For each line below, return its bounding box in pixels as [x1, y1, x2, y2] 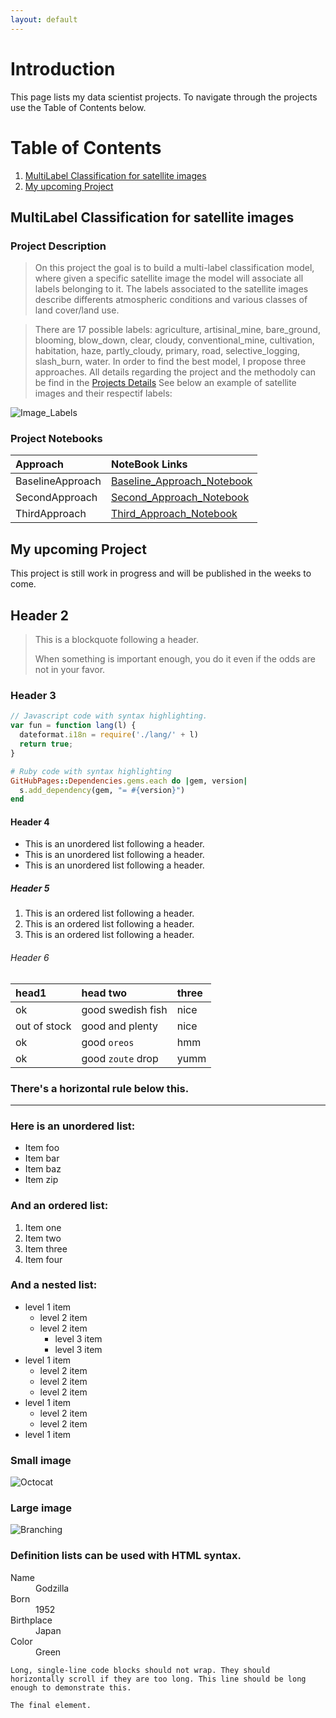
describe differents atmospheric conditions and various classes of [34, 294, 308, 306]
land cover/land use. [34, 304, 120, 316]
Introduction [10, 57, 116, 80]
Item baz [24, 1163, 62, 1175]
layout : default [10, 14, 78, 25]
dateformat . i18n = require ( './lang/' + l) [19, 730, 199, 740]
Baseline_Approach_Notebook [110, 474, 253, 488]
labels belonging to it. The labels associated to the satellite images [34, 283, 309, 295]
